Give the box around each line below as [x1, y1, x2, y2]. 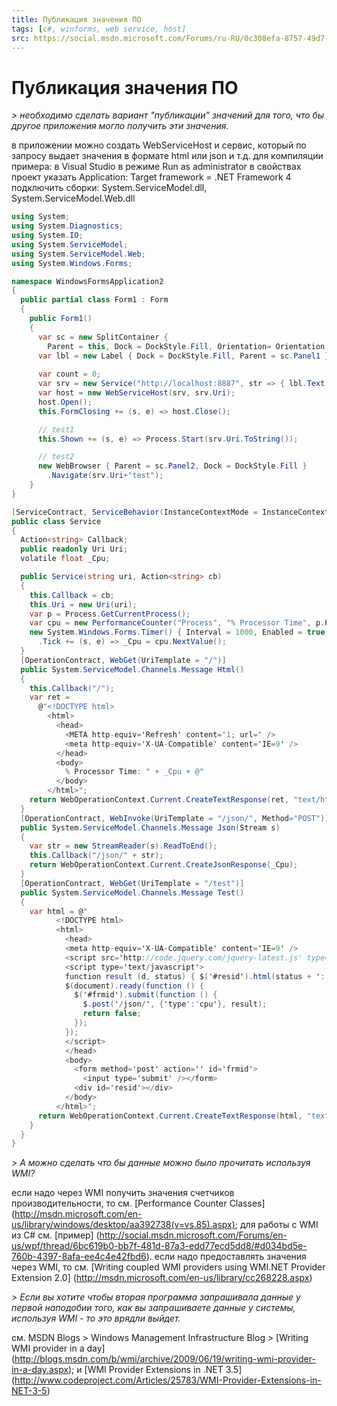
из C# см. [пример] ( [11, 1229, 100, 1241]
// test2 [37, 452, 75, 462]
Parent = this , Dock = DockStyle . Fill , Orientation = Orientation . [47, 341, 330, 351]
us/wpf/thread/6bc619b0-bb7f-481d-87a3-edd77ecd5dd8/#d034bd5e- [11, 1240, 308, 1252]
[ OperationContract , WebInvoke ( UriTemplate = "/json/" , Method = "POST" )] [20, 813, 330, 823]
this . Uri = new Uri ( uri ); [29, 599, 138, 610]
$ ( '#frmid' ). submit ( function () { [74, 990, 218, 1000]
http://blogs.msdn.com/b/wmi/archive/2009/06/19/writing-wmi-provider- [14, 1353, 316, 1365]
